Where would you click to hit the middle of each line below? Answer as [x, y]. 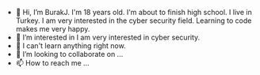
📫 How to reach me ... [52, 63]
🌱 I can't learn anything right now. [71, 46]
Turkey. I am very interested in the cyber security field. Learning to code [134, 21]
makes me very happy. [53, 29]
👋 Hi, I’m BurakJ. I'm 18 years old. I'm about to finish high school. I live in [134, 12]
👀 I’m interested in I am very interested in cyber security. [108, 37]
